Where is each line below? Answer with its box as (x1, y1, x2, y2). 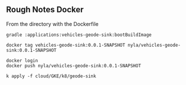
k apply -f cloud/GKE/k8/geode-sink (6, 73, 96, 79)
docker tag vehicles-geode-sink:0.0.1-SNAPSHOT (6, 42, 126, 48)
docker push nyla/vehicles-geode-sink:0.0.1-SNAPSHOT (6, 63, 142, 68)
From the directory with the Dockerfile (6, 20, 99, 27)
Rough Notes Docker (6, 5, 84, 15)
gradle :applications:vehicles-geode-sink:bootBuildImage (6, 32, 152, 38)
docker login (6, 57, 38, 64)
